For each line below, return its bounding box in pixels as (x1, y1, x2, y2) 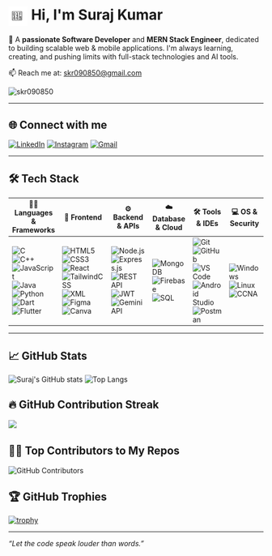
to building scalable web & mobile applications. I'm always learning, (8, 43, 233, 53)
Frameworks (11, 225, 55, 235)
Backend (113, 212, 144, 222)
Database (152, 214, 186, 224)
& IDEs (196, 218, 219, 228)
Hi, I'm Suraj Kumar (31, 6, 164, 24)
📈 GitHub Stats (8, 349, 87, 362)
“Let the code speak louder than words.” (8, 539, 144, 549)
